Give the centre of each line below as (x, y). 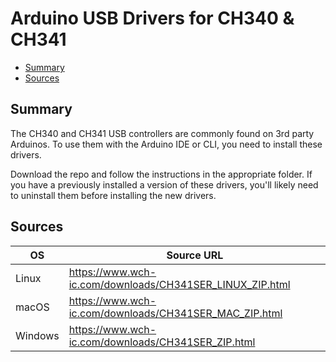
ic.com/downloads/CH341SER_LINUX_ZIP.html (179, 284)
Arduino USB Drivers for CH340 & (152, 18)
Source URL (195, 255)
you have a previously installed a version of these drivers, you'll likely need (164, 184)
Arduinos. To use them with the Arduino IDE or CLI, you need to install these (166, 144)
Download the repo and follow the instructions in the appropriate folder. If (161, 174)
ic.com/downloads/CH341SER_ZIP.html (162, 342)
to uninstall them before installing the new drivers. (113, 195)
